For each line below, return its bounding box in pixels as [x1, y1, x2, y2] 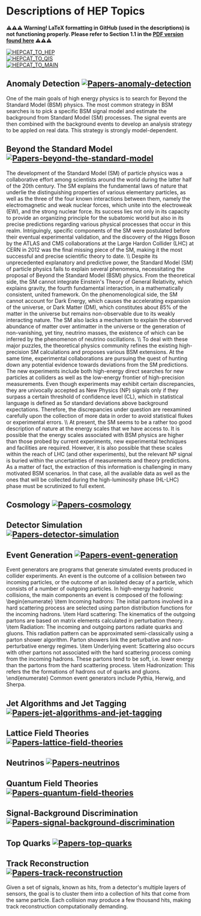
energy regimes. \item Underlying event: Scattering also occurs [38, 643, 195, 650]
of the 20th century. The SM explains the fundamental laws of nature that [6, 182, 188, 189]
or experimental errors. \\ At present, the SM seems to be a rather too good [6, 418, 192, 426]
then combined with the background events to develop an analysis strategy [6, 120, 193, 127]
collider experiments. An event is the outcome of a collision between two [6, 572, 186, 579]
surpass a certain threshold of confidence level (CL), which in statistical [6, 392, 184, 400]
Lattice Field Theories [6, 728, 89, 738]
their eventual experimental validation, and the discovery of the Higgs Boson [6, 233, 196, 240]
